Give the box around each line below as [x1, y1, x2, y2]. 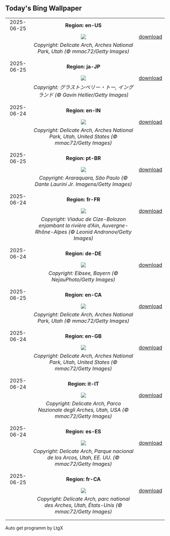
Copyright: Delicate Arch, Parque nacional [33, 448, 134, 455]
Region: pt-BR [65, 155, 101, 162]
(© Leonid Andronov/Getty [68, 228, 132, 235]
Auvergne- [102, 222, 129, 229]
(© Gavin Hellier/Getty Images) [55, 91, 129, 98]
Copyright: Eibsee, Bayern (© [48, 270, 119, 277]
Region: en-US [65, 21, 102, 28]
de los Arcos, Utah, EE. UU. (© [47, 454, 120, 461]
